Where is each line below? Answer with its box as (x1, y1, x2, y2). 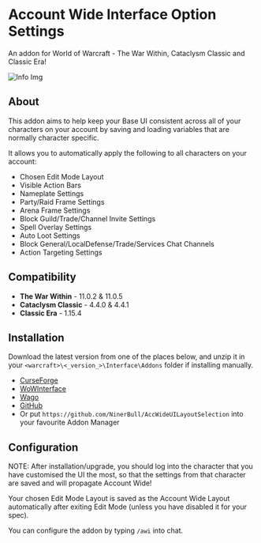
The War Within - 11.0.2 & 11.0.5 (19, 291, 124, 301)
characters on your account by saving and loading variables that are (8, 124, 230, 134)
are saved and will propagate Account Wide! (8, 478, 152, 488)
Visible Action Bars (19, 180, 81, 190)
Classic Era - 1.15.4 (19, 308, 82, 318)
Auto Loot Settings (19, 231, 80, 240)
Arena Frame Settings (19, 206, 91, 215)
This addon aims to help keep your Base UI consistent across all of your (8, 116, 241, 126)
